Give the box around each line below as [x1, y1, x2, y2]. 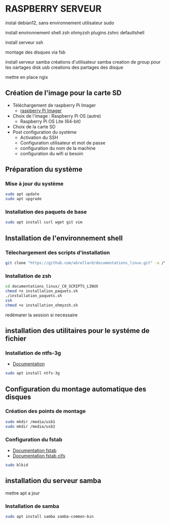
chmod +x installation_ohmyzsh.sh [5, 303, 78, 308]
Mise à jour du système [5, 180, 64, 187]
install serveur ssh [5, 39, 44, 45]
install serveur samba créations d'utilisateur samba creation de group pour [5, 59, 161, 65]
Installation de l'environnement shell [5, 233, 123, 243]
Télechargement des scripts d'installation [5, 249, 110, 256]
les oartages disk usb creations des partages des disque [5, 64, 123, 70]
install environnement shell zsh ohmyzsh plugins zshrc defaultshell [5, 29, 145, 35]
